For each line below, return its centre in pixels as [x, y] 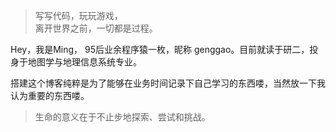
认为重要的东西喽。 [50, 95]
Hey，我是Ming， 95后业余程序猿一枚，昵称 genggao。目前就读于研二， [160, 49]
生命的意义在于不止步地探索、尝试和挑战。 [122, 117]
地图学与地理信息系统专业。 [84, 62]
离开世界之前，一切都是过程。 [96, 28]
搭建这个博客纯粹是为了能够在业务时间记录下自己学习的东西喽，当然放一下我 [168, 83]
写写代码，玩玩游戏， [78, 15]
